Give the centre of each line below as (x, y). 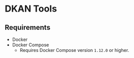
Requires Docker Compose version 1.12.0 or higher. (74, 50)
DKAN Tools (31, 9)
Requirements (28, 27)
